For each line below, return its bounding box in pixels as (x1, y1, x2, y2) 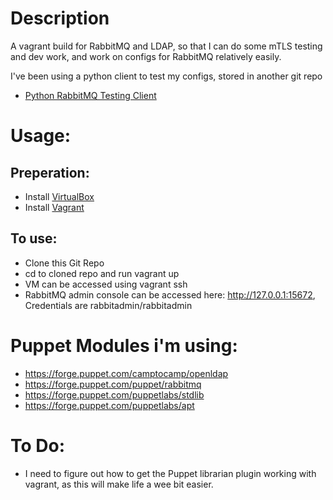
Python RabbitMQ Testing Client (24, 89, 157, 101)
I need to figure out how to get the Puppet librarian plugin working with (24, 467, 317, 479)
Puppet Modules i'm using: (10, 334, 238, 357)
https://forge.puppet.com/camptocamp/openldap (24, 367, 229, 379)
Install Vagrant (24, 201, 85, 213)
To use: (10, 230, 58, 247)
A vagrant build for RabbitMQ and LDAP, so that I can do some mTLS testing (10, 40, 323, 52)
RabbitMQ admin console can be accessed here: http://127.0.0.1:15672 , (24, 288, 316, 301)
